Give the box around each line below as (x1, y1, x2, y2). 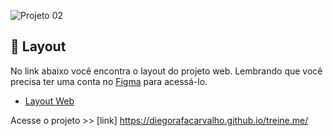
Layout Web (24, 95, 75, 107)
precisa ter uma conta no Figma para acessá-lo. (10, 75, 208, 87)
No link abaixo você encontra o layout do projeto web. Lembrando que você (10, 65, 323, 77)
